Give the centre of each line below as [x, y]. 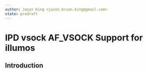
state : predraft [21, 14]
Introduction [24, 66]
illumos [20, 48]
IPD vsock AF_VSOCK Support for [74, 38]
